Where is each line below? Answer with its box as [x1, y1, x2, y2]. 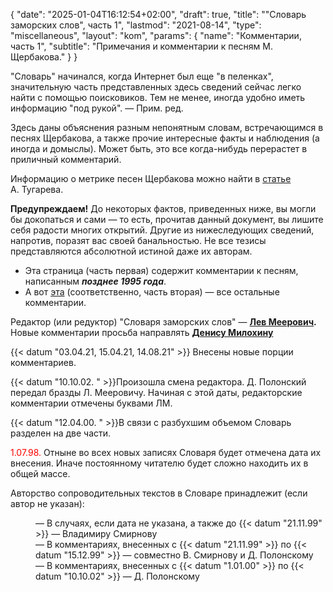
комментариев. [10, 357, 77, 368]
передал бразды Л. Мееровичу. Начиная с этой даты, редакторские [10, 387, 303, 398]
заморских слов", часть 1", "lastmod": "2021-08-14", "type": [10, 19, 262, 31]
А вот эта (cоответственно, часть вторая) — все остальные [24, 286, 280, 298]
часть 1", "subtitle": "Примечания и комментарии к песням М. [10, 40, 273, 52]
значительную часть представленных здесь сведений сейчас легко [10, 81, 302, 93]
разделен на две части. [10, 427, 112, 439]
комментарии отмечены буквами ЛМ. [10, 397, 173, 409]
